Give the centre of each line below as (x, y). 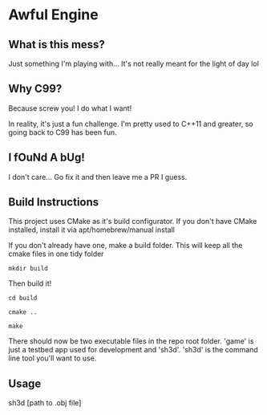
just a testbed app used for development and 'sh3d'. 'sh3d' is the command (133, 350)
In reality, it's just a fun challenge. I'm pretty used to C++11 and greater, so (131, 124)
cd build (23, 299)
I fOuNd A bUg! (47, 158)
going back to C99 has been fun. (63, 132)
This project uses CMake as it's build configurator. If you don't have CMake (133, 222)
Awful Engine (53, 15)
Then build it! (30, 283)
